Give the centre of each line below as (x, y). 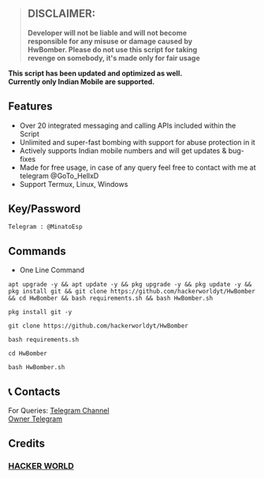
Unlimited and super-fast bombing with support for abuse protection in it (138, 142)
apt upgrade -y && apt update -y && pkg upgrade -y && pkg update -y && (130, 285)
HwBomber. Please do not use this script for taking (112, 49)
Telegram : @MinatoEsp (45, 227)
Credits (27, 444)
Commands (37, 251)
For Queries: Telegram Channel (59, 411)
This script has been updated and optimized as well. (95, 73)
